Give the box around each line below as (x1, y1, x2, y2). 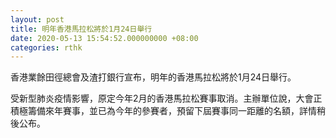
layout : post (10, 14, 65, 25)
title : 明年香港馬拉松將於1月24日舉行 (10, 24, 153, 34)
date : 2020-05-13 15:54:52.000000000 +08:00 (10, 33, 199, 43)
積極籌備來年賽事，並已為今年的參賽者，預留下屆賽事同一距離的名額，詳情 (10, 105, 317, 117)
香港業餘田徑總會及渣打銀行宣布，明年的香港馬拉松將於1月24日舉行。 (10, 71, 297, 83)
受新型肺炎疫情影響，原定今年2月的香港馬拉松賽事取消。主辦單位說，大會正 (10, 92, 323, 105)
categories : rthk (10, 42, 83, 53)
